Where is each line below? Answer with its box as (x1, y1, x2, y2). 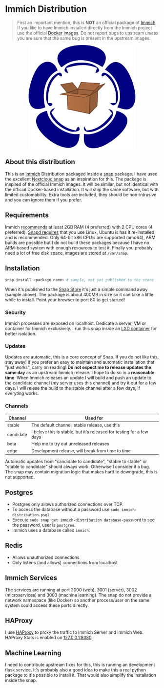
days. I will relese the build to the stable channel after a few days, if (5, 385, 141, 391)
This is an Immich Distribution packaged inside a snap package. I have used (5, 171, 158, 177)
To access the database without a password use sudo (12, 506, 120, 512)
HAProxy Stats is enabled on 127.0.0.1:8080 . (5, 635, 93, 641)
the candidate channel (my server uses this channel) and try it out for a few (5, 380, 157, 386)
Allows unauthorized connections (12, 554, 80, 560)
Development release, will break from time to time (31, 447, 131, 453)
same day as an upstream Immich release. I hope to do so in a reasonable (5, 369, 155, 375)
